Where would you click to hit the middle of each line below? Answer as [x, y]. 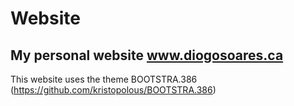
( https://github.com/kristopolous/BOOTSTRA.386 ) [113, 90]
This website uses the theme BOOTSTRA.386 [104, 79]
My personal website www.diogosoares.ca [147, 55]
